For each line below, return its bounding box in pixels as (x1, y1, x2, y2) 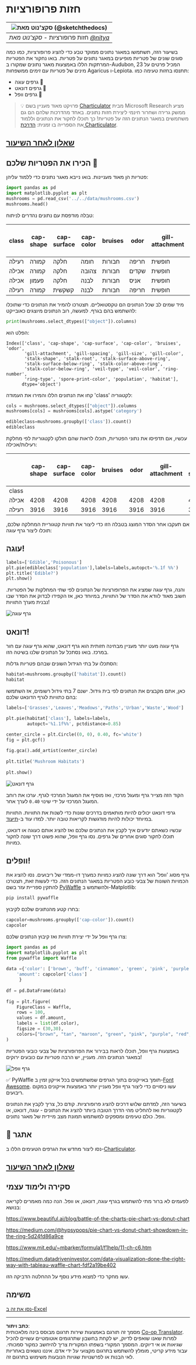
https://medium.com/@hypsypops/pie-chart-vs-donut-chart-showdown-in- (6, 1226, 188, 1233)
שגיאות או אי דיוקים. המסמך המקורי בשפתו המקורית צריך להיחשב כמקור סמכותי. (6, 1340, 183, 1347)
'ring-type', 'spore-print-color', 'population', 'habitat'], (24, 376, 179, 382)
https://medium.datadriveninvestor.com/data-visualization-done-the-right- (6, 1255, 185, 1262)
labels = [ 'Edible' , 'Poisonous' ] (6, 559, 82, 565)
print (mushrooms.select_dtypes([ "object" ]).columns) (6, 318, 137, 324)
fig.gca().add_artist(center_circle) (6, 748, 98, 754)
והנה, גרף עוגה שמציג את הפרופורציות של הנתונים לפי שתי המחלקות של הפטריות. (6, 586, 185, 593)
